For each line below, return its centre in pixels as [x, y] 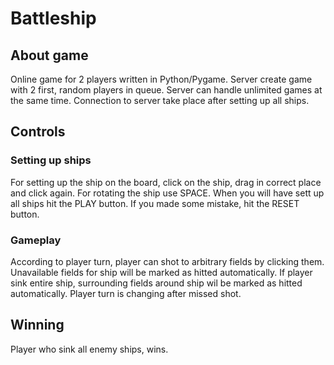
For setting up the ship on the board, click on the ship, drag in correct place [166, 182]
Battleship [53, 18]
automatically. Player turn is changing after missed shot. [126, 293]
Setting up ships [51, 160]
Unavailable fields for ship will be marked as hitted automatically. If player [161, 272]
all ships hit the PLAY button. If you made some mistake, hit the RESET [155, 203]
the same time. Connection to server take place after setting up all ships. [160, 100]
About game [49, 55]
